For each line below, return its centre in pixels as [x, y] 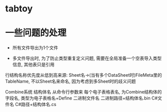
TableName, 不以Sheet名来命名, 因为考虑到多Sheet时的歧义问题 [71, 81]
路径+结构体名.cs [39, 105]
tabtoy [19, 9]
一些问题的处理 [36, 33]
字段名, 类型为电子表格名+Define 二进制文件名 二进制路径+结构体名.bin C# [82, 98]
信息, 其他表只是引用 [33, 65]
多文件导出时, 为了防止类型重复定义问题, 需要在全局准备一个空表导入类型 [87, 58]
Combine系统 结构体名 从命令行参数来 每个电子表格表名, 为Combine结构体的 [83, 92]
